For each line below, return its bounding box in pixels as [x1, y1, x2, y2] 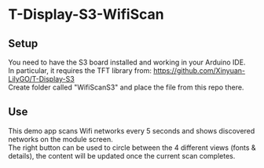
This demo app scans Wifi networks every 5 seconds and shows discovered [8, 126, 255, 135]
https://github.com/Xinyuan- [152, 66, 246, 75]
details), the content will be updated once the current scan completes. [8, 151, 236, 160]
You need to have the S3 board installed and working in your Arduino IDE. [8, 57, 246, 67]
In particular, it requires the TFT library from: [8, 66, 152, 75]
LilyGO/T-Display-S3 [8, 75, 75, 83]
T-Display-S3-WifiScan [8, 5, 164, 24]
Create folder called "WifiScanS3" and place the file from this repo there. [8, 82, 244, 92]
